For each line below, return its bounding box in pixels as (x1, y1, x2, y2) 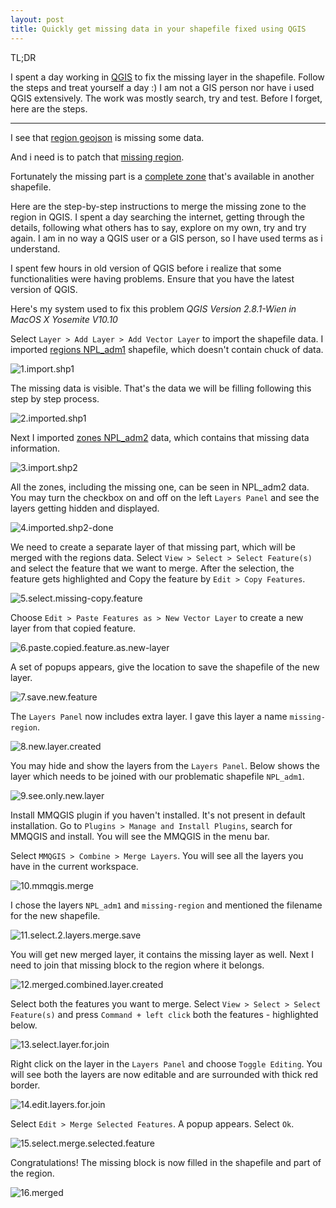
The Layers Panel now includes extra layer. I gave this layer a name (10, 710, 288, 722)
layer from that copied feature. (10, 622, 137, 634)
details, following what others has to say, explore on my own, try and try (10, 221, 307, 233)
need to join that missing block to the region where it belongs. (10, 959, 265, 971)
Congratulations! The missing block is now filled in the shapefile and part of (10, 1156, 322, 1168)
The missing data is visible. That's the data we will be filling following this (10, 382, 312, 394)
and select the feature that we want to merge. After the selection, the (10, 562, 295, 574)
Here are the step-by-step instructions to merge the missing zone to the (10, 200, 307, 212)
